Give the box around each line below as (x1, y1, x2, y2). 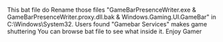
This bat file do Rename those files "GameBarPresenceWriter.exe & (7, 6, 197, 14)
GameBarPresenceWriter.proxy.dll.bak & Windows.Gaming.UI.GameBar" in (7, 13, 216, 21)
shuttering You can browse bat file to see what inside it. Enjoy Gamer (7, 27, 202, 35)
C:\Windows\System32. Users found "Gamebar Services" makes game (7, 20, 207, 28)
